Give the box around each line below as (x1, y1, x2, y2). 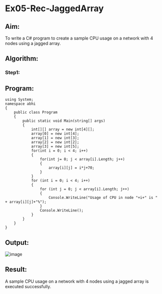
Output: (5, 238, 29, 247)
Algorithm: (5, 55, 38, 63)
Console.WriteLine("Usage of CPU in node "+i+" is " (48, 196, 158, 200)
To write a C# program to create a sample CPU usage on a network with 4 (5, 35, 153, 41)
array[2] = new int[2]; (31, 140, 79, 145)
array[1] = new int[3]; (31, 136, 79, 140)
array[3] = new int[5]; (31, 144, 79, 149)
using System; (5, 97, 34, 102)
